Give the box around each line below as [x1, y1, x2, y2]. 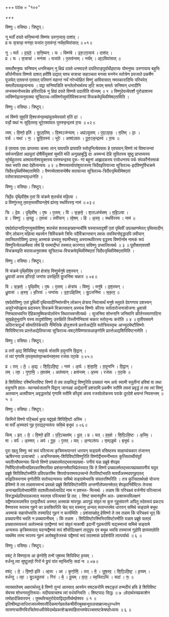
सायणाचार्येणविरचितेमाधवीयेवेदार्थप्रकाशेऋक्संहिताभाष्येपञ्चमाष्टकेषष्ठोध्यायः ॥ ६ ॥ [5, 607, 131, 612]
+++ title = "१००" [5, 5, 40, 10]
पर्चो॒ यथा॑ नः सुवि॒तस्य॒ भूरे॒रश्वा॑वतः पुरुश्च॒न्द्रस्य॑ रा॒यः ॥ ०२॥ [5, 120, 96, 125]
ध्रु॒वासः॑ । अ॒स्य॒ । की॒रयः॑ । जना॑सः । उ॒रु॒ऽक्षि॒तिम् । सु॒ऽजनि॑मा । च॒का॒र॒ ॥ [5, 289, 120, 295]
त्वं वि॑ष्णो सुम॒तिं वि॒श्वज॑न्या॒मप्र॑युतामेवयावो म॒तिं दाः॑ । [5, 114, 82, 120]
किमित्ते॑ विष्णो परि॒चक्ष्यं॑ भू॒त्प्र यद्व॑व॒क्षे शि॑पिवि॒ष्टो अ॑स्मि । [5, 416, 87, 422]
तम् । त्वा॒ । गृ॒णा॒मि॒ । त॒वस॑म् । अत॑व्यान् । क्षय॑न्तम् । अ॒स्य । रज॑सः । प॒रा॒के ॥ [5, 369, 131, 375]
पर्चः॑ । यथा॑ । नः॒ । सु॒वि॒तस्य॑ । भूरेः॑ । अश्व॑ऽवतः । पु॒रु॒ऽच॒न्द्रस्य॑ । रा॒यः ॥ [5, 135, 120, 141]
